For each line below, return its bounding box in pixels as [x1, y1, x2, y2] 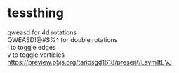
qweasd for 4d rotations [7, 28, 77, 36]
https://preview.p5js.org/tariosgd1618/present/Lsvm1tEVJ [7, 58, 172, 66]
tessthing [7, 5, 65, 21]
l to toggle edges [7, 43, 56, 51]
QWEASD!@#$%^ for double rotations [7, 35, 118, 44]
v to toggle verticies [7, 51, 65, 59]
